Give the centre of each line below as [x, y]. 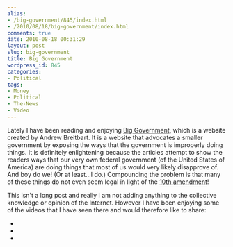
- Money [18, 91]
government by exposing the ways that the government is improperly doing [115, 145]
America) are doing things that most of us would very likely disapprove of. [113, 167]
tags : [15, 85]
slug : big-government [39, 53]
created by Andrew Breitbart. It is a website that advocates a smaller [105, 137]
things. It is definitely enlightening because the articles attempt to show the [115, 152]
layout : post [26, 46]
